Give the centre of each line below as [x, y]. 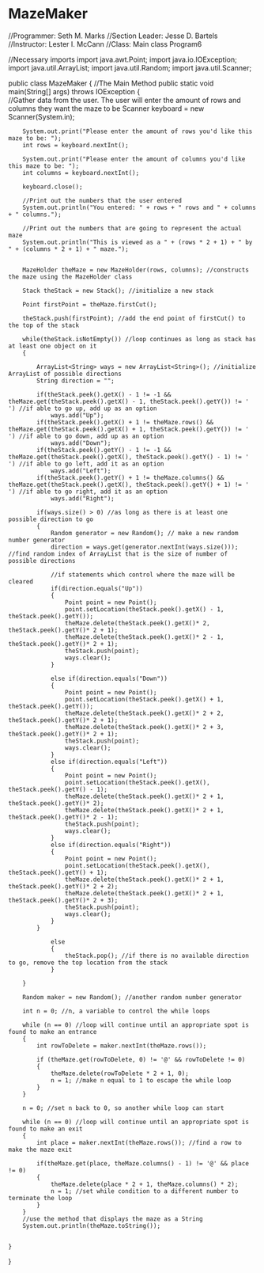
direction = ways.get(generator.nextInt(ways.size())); [144, 547]
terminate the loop [40, 1198]
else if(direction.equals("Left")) [109, 762]
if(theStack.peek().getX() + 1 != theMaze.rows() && [125, 422]
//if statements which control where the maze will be [143, 575]
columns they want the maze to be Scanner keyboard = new [106, 108]
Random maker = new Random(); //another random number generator [132, 997]
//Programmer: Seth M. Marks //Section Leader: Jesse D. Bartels [113, 36]
